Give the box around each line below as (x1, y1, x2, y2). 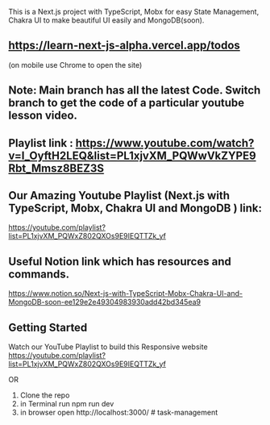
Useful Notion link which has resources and (8, 254, 231, 269)
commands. (8, 267, 70, 281)
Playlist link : (8, 136, 74, 150)
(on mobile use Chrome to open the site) (8, 60, 143, 69)
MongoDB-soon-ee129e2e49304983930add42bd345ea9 (8, 298, 201, 307)
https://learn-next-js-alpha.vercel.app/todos (8, 39, 240, 52)
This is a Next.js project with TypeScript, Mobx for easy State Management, (8, 7, 260, 16)
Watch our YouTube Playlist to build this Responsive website (8, 342, 208, 352)
